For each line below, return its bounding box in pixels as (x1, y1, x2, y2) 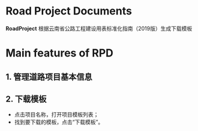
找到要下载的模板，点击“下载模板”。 (14, 118, 104, 126)
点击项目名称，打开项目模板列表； (14, 111, 99, 118)
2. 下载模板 (5, 94, 47, 104)
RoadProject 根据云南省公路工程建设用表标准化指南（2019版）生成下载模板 (5, 25, 193, 32)
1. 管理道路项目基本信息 (5, 72, 92, 82)
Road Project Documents (5, 4, 133, 18)
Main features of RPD (5, 46, 113, 60)
